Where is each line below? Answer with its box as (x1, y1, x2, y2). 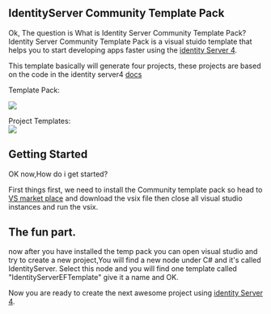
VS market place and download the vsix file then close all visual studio (8, 193, 243, 203)
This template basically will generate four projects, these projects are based (8, 61, 261, 70)
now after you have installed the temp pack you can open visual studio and (8, 247, 258, 257)
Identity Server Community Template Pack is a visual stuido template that (8, 36, 252, 46)
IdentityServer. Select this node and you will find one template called (8, 264, 237, 274)
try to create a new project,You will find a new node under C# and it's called (8, 255, 261, 265)
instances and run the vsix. (8, 202, 99, 211)
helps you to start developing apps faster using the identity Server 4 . (8, 45, 237, 55)
